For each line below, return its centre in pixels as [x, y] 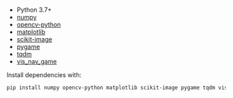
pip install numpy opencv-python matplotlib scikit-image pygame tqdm [111, 88]
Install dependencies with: [44, 75]
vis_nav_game [37, 62]
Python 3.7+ [34, 10]
